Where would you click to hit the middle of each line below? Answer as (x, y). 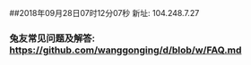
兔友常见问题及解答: (52, 38)
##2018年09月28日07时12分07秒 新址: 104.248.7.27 (104, 13)
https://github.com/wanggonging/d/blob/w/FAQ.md (125, 50)
